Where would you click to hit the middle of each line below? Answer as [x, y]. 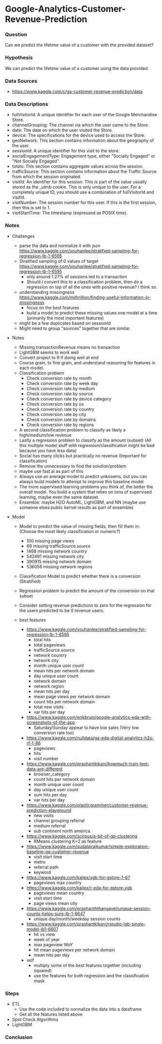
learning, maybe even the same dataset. [59, 497]
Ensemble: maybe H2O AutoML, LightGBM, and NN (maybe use [82, 502]
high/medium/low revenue [45, 435]
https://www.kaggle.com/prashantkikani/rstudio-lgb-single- [86, 924]
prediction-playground [49, 810]
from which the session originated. [46, 177]
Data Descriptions [27, 104]
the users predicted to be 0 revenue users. [62, 610]
